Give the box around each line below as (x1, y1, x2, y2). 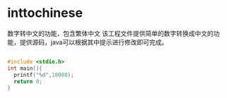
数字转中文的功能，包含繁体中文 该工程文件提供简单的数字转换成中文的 (7, 29, 214, 37)
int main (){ (7, 65, 42, 72)
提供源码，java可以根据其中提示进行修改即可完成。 (19, 37, 168, 47)
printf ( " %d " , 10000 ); (13, 71, 74, 78)
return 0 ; (13, 78, 42, 85)
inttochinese (7, 5, 83, 21)
